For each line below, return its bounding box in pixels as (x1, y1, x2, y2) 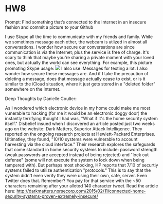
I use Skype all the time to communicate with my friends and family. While (5, 34, 153, 40)
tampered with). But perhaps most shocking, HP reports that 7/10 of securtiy (5, 162, 158, 168)
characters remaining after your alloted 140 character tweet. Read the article (5, 183, 158, 188)
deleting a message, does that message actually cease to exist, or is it (5, 76, 145, 82)
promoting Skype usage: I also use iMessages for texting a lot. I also (5, 65, 148, 71)
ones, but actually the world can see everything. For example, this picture (5, 60, 152, 65)
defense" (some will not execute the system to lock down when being (5, 157, 145, 163)
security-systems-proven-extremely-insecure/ (5, 193, 98, 199)
